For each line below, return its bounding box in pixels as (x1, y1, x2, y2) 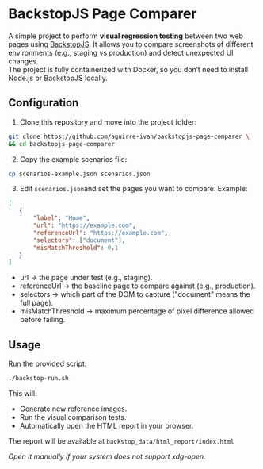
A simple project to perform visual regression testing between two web (8, 31, 244, 40)
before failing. (19, 315, 66, 325)
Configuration (8, 96, 79, 110)
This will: (8, 388, 37, 398)
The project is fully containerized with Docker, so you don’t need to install (8, 64, 248, 74)
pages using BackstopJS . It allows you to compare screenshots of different (8, 39, 253, 48)
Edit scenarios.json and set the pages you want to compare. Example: (19, 184, 248, 194)
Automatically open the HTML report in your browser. (19, 421, 194, 430)
